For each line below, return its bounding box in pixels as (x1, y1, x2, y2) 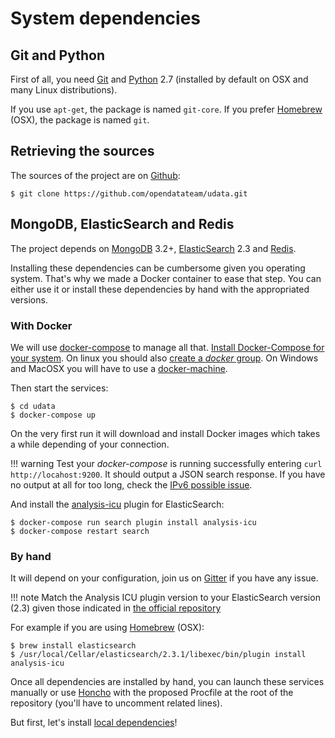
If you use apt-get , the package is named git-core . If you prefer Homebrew (10, 103, 323, 115)
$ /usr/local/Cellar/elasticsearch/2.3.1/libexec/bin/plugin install (10, 650, 307, 660)
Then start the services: (10, 382, 109, 394)
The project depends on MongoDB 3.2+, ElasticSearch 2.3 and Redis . (10, 242, 297, 254)
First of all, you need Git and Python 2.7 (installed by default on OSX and (10, 73, 309, 85)
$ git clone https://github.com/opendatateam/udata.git (10, 188, 248, 199)
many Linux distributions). (10, 84, 118, 96)
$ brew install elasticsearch (10, 641, 137, 651)
